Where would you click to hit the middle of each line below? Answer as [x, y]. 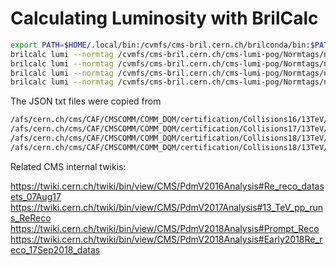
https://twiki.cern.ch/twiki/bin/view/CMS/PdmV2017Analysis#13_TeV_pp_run [166, 207]
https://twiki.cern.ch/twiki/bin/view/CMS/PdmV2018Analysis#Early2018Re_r [166, 239]
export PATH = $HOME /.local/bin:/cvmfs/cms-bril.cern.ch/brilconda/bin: [160, 45]
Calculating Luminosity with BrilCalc [164, 18]
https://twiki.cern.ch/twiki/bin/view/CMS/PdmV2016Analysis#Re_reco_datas [167, 186]
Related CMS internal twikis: [68, 166]
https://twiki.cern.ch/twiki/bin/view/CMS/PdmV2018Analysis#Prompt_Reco [165, 228]
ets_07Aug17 [36, 196]
